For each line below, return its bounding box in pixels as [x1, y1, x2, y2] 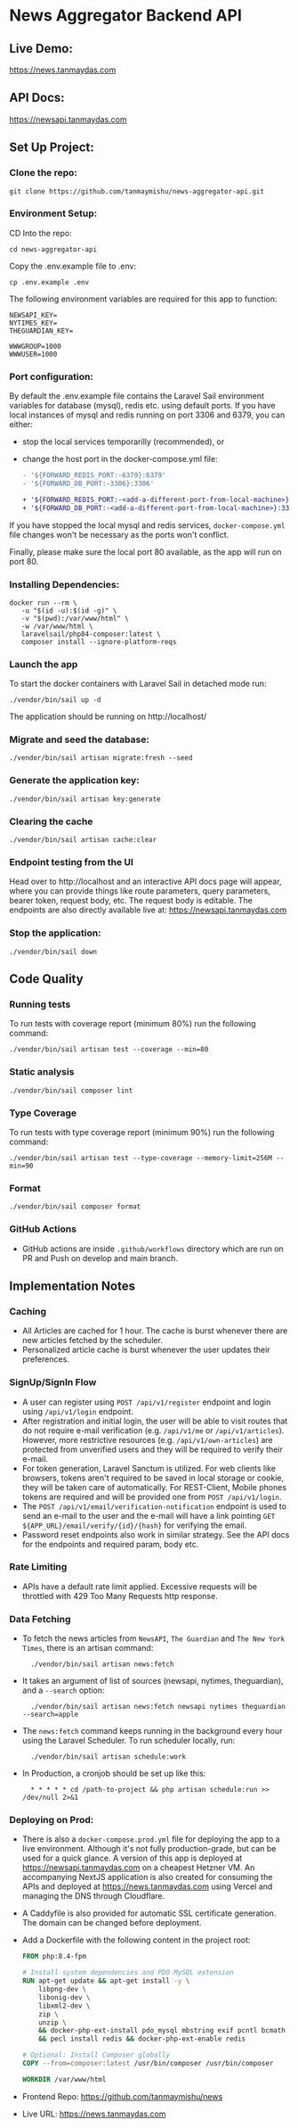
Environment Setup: [9, 207, 98, 219]
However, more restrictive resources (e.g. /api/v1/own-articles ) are [21, 1434, 273, 1445]
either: [9, 419, 33, 430]
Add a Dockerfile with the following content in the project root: [21, 1934, 251, 1945]
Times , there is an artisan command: [21, 1643, 154, 1654]
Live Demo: [9, 41, 73, 56]
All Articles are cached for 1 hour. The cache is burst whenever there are [21, 1325, 288, 1336]
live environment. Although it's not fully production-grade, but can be [21, 1843, 277, 1854]
